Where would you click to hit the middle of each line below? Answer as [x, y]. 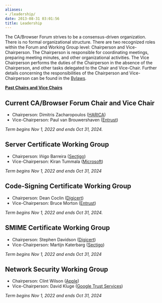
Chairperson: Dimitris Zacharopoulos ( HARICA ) [59, 115]
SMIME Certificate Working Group [57, 228]
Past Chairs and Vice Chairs [34, 88]
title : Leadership [24, 23]
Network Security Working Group [57, 269]
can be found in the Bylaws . [59, 78]
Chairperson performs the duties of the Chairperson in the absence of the [79, 63]
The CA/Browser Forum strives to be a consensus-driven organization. [76, 37]
